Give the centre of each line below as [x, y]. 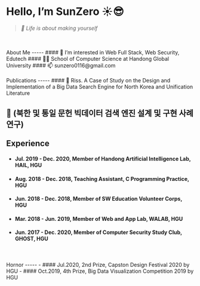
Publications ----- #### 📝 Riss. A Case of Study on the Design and [88, 80]
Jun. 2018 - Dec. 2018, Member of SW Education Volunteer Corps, [99, 199]
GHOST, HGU [32, 239]
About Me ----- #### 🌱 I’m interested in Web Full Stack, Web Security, [93, 52]
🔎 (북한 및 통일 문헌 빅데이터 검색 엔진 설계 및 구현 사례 [100, 113]
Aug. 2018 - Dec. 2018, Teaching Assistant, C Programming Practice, [102, 179]
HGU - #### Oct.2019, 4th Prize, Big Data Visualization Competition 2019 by [100, 271]
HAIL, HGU [28, 165]
